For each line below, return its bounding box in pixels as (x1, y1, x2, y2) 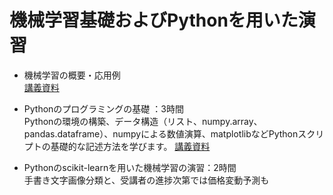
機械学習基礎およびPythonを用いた (9, 9, 299, 32)
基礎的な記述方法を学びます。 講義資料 (50, 140, 211, 152)
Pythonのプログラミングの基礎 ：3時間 (23, 102, 184, 115)
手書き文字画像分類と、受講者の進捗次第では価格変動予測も (23, 174, 270, 186)
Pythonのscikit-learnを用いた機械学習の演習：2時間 (23, 161, 237, 173)
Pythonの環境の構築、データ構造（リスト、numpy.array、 (23, 115, 263, 127)
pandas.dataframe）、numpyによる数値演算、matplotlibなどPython (23, 127, 299, 140)
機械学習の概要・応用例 (23, 69, 121, 81)
